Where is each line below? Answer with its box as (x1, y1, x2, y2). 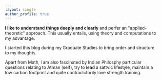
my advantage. (5, 35, 35, 41)
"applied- (127, 25, 147, 31)
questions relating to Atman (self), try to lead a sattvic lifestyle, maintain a (5, 64, 153, 70)
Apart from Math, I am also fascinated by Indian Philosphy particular (5, 59, 142, 65)
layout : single (5, 7, 36, 12)
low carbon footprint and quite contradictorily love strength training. (5, 69, 141, 75)
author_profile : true (5, 12, 49, 16)
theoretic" (5, 30, 25, 36)
